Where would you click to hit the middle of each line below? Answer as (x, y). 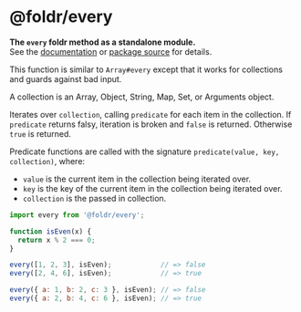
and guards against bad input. (66, 78)
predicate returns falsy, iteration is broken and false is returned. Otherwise (151, 124)
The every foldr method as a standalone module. (103, 42)
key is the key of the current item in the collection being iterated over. (152, 188)
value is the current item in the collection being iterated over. (137, 179)
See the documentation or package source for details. (111, 51)
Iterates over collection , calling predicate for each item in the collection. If (150, 114)
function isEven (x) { (51, 231)
